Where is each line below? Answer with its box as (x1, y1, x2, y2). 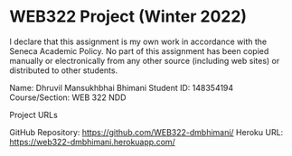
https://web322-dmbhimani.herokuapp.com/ (9, 136, 176, 147)
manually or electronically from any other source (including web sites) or (9, 55, 280, 66)
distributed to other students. (9, 65, 118, 76)
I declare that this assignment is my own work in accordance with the (9, 36, 268, 47)
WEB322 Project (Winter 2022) (9, 6, 247, 27)
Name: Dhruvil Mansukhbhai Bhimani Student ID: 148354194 (9, 82, 234, 93)
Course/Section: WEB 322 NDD (9, 92, 127, 103)
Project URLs (9, 109, 59, 120)
